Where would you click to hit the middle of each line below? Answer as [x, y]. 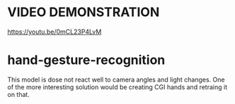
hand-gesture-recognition [86, 60]
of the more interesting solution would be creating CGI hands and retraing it [117, 87]
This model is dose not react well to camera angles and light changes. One [116, 79]
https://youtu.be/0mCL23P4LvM [55, 32]
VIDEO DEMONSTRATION [84, 12]
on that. [18, 94]
